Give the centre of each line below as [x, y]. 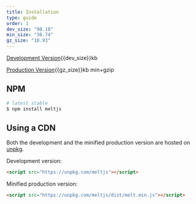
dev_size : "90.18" [30, 29]
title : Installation [33, 12]
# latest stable [27, 103]
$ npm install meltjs [34, 109]
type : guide [22, 18]
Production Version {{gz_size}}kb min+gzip [61, 70]
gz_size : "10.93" [29, 40]
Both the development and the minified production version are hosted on [98, 143]
